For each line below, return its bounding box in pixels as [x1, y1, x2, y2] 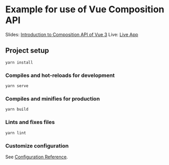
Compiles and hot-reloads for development [5, 72, 115, 79]
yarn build [5, 107, 29, 112]
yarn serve [5, 84, 29, 89]
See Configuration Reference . [5, 154, 68, 160]
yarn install [5, 60, 33, 65]
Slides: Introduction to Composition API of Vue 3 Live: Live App [5, 31, 138, 37]
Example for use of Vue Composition [5, 4, 165, 15]
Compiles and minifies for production [5, 95, 100, 102]
